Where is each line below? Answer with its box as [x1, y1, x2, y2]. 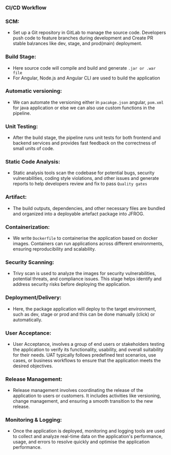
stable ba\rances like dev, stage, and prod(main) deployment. [12, 40, 142, 47]
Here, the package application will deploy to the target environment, [12, 305, 156, 312]
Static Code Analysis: [5, 158, 60, 166]
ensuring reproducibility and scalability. [12, 246, 96, 252]
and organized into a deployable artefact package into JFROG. [12, 211, 144, 217]
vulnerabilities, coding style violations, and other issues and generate [12, 175, 159, 181]
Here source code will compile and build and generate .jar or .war [12, 65, 156, 71]
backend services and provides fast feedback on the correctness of [12, 140, 156, 146]
